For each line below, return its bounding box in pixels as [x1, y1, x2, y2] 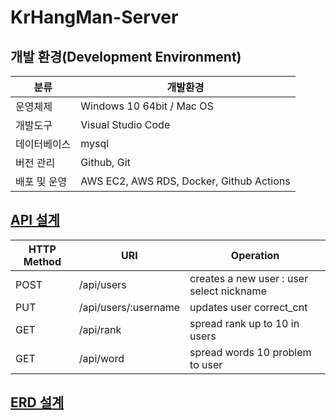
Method [23, 254, 62, 268]
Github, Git [80, 156, 131, 169]
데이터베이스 [15, 137, 72, 151]
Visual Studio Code [80, 118, 171, 131]
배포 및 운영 [15, 175, 68, 188]
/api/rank [78, 322, 122, 336]
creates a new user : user [189, 271, 309, 285]
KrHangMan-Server [10, 6, 179, 29]
